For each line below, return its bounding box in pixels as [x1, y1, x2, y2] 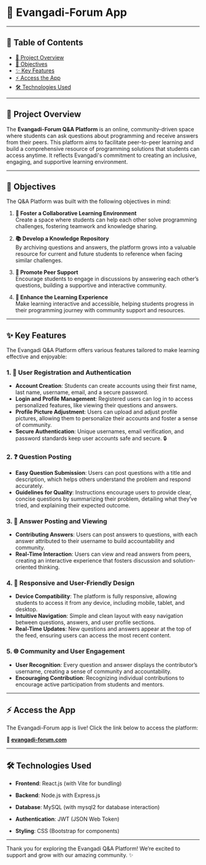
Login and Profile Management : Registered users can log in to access [15, 395, 193, 402]
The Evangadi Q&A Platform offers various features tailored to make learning [6, 347, 200, 354]
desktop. [15, 605, 38, 613]
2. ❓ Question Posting [6, 453, 72, 461]
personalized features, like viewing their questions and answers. [15, 402, 178, 409]
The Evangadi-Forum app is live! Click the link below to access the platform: [6, 724, 199, 732]
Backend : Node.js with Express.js [15, 791, 101, 799]
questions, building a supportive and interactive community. [15, 282, 167, 289]
